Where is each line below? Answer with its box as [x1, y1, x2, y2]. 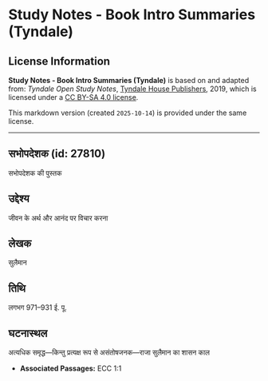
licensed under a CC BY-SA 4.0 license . [8, 93, 139, 101]
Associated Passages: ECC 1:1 [19, 363, 122, 373]
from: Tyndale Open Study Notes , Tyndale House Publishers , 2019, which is [8, 84, 257, 93]
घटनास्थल [8, 326, 48, 340]
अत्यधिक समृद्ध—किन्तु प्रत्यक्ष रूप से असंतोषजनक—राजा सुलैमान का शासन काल [8, 347, 210, 357]
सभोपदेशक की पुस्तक [8, 168, 62, 177]
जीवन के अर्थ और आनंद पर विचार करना [8, 213, 108, 223]
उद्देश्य [8, 192, 30, 205]
